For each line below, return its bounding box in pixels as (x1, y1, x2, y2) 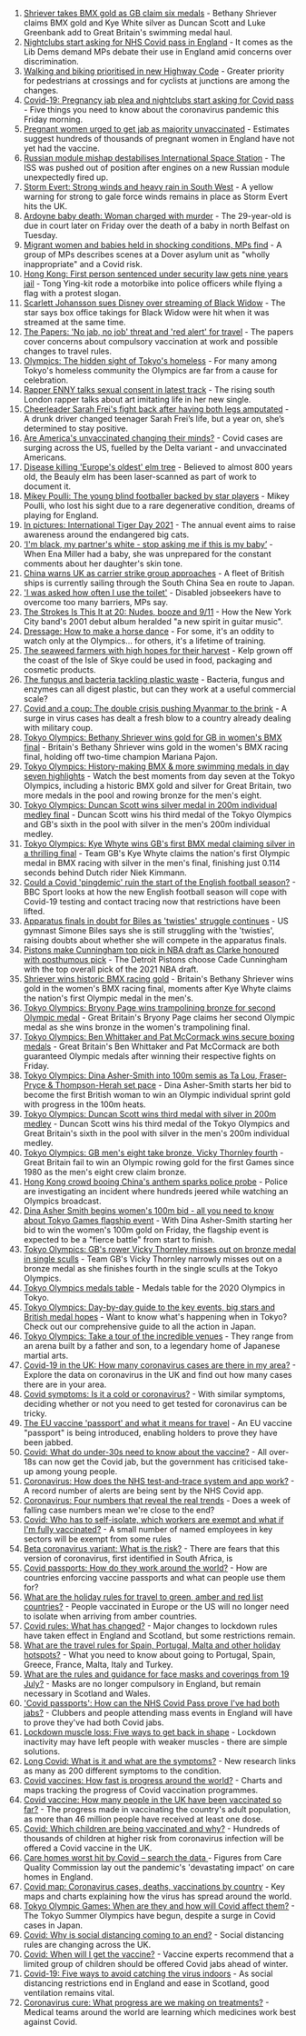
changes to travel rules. (23, 345, 113, 356)
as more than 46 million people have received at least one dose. (23, 1813, 263, 1824)
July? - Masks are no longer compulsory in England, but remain (23, 1679, 262, 1689)
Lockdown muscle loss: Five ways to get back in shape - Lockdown (23, 1727, 276, 1737)
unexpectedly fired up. (23, 172, 109, 183)
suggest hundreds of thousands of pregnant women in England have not (23, 134, 295, 144)
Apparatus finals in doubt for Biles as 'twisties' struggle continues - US (23, 915, 289, 926)
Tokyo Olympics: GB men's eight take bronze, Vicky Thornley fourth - (23, 1147, 284, 1158)
